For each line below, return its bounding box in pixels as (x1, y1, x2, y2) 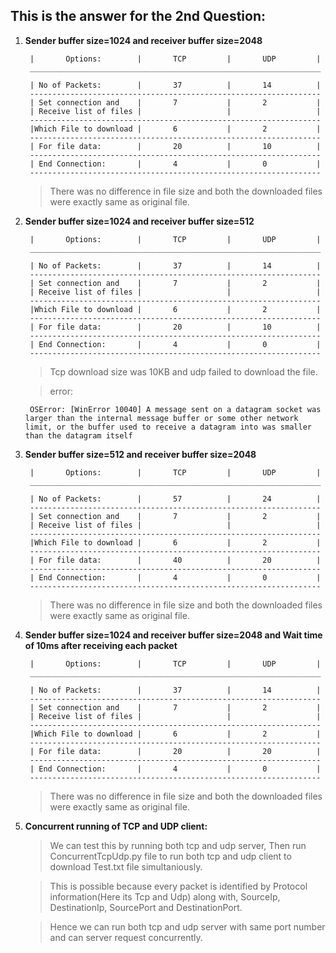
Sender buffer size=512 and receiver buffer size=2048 (24, 448, 257, 460)
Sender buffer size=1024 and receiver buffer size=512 (24, 215, 255, 227)
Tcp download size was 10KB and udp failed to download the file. (49, 365, 318, 378)
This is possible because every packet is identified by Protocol (49, 880, 308, 892)
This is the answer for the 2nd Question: (10, 8, 266, 25)
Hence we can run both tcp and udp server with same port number (49, 920, 326, 933)
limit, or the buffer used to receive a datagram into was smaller (24, 422, 312, 432)
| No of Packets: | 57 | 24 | (29, 494, 322, 504)
